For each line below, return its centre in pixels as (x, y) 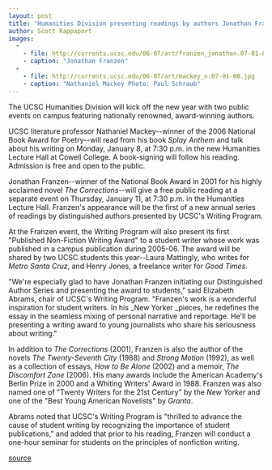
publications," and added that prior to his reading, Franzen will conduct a (130, 434)
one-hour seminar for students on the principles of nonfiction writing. (124, 442)
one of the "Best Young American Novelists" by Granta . (101, 400)
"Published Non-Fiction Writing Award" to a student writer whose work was (134, 240)
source (20, 458)
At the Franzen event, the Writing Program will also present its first (119, 231)
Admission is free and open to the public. (77, 165)
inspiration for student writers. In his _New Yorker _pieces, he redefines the (134, 307)
